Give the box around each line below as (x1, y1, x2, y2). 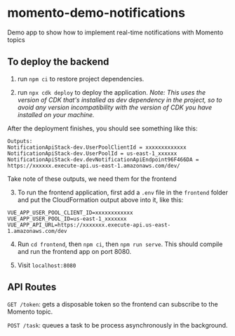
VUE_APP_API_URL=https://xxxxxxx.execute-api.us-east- (7, 221, 171, 229)
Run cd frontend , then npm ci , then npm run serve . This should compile (17, 240, 223, 248)
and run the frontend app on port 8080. (17, 247, 132, 255)
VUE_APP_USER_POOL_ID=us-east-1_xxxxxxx (7, 215, 128, 222)
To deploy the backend (7, 56, 109, 68)
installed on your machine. (17, 110, 95, 119)
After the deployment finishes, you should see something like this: (7, 124, 198, 133)
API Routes (7, 281, 57, 293)
